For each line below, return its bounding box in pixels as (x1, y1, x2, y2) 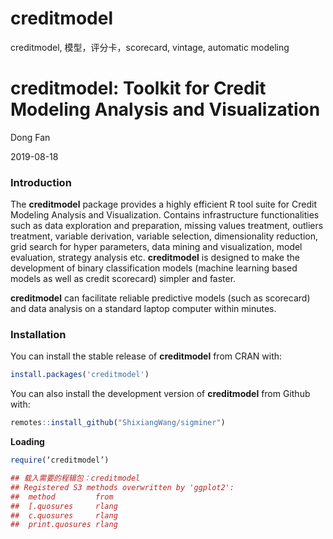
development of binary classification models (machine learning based (10, 262, 298, 274)
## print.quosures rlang (10, 520, 118, 530)
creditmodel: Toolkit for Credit (10, 77, 267, 100)
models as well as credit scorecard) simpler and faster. (10, 273, 237, 285)
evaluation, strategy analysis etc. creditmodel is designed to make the (10, 252, 300, 264)
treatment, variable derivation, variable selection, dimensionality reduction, (10, 230, 319, 242)
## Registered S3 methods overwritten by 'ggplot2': (10, 482, 235, 492)
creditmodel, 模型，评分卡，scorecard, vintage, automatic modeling (10, 41, 290, 53)
